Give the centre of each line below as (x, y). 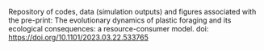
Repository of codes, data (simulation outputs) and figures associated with (132, 12)
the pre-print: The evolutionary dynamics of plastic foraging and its (120, 20)
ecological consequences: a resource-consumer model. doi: (109, 29)
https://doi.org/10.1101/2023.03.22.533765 (79, 37)
